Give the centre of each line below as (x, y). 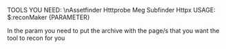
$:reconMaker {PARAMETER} (49, 17)
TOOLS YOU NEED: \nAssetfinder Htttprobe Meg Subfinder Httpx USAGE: (111, 10)
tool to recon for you (36, 38)
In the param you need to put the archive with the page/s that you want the (113, 31)
